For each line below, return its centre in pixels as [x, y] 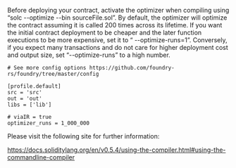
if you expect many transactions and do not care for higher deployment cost [118, 47]
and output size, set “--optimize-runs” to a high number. [89, 55]
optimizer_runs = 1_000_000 [49, 123]
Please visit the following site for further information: [83, 136]
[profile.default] [34, 86]
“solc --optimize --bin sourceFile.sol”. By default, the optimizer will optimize [117, 18]
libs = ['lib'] [30, 105]
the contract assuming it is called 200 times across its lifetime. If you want [115, 25]
